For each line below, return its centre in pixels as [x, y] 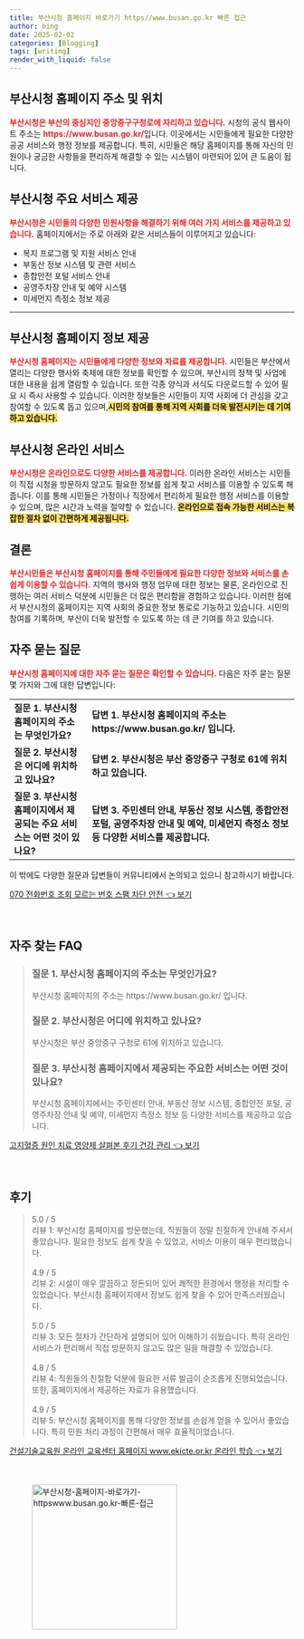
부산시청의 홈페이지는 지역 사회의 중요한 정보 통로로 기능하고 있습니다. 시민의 [154, 607]
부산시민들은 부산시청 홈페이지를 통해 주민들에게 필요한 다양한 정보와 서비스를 [145, 574]
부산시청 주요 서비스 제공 [74, 199]
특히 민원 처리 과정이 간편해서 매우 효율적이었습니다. [143, 1432]
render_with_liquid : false [60, 60]
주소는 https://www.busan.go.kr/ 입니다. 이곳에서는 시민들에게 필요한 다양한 [156, 133]
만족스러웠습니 [260, 1294]
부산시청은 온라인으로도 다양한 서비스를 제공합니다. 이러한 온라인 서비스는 [138, 473]
